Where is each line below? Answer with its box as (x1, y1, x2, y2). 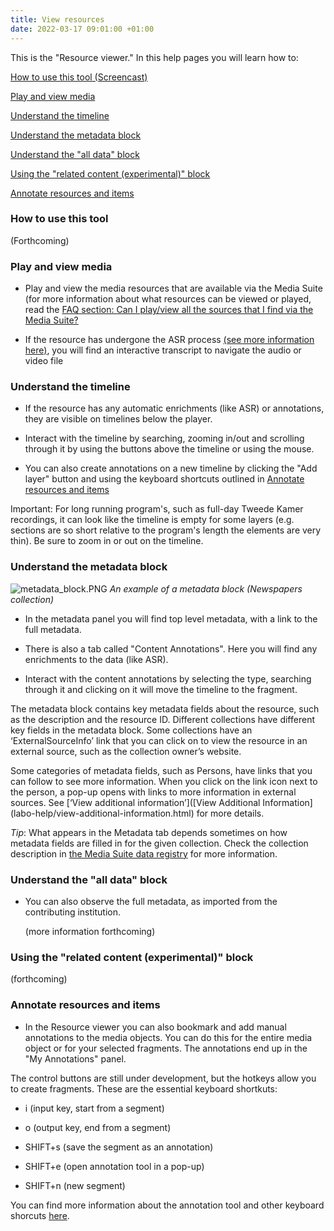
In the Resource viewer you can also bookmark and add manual (24, 1021, 287, 1033)
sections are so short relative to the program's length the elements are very (10, 524, 322, 536)
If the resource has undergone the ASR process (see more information (24, 334, 315, 346)
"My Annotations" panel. (24, 1052, 127, 1065)
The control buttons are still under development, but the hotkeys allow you (10, 1072, 317, 1084)
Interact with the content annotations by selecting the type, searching (24, 672, 312, 685)
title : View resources (10, 14, 105, 25)
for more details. (196, 807, 265, 819)
